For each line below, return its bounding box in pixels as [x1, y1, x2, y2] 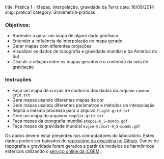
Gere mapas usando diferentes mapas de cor [12, 97, 104, 103]
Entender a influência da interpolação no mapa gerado [12, 38, 123, 44]
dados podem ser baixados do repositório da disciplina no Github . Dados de [5, 137, 159, 144]
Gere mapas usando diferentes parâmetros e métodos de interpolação [12, 102, 155, 108]
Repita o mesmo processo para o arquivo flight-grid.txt [12, 107, 130, 113]
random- [136, 88, 151, 93]
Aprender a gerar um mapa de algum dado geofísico [12, 33, 119, 39]
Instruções [5, 76, 32, 83]
